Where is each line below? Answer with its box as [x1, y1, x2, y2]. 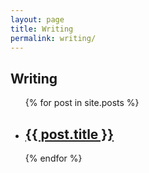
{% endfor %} [24, 152, 83, 164]
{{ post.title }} [24, 126, 115, 143]
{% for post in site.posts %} [24, 97, 140, 109]
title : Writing [10, 24, 74, 34]
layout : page [10, 14, 65, 25]
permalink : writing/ [10, 33, 97, 43]
